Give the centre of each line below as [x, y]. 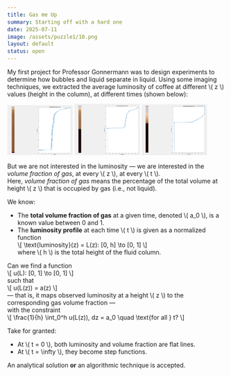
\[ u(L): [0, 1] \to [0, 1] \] [41, 273]
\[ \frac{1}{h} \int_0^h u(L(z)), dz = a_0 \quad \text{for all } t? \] [96, 318]
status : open [26, 51]
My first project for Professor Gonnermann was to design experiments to [111, 72]
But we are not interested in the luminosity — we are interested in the [106, 166]
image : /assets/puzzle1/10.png [52, 37]
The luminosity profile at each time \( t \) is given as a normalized [111, 230]
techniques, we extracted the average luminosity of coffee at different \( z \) [115, 87]
